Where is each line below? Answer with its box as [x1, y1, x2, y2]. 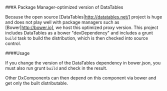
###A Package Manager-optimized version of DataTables [5, 4, 123, 10]
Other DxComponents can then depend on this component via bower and [5, 75, 156, 80]
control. [5, 40, 21, 46]
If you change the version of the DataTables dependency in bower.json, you [5, 60, 161, 65]
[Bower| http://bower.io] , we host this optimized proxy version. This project [5, 24, 158, 30]
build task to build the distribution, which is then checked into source [5, 35, 148, 41]
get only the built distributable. [5, 80, 68, 86]
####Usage [5, 50, 30, 56]
